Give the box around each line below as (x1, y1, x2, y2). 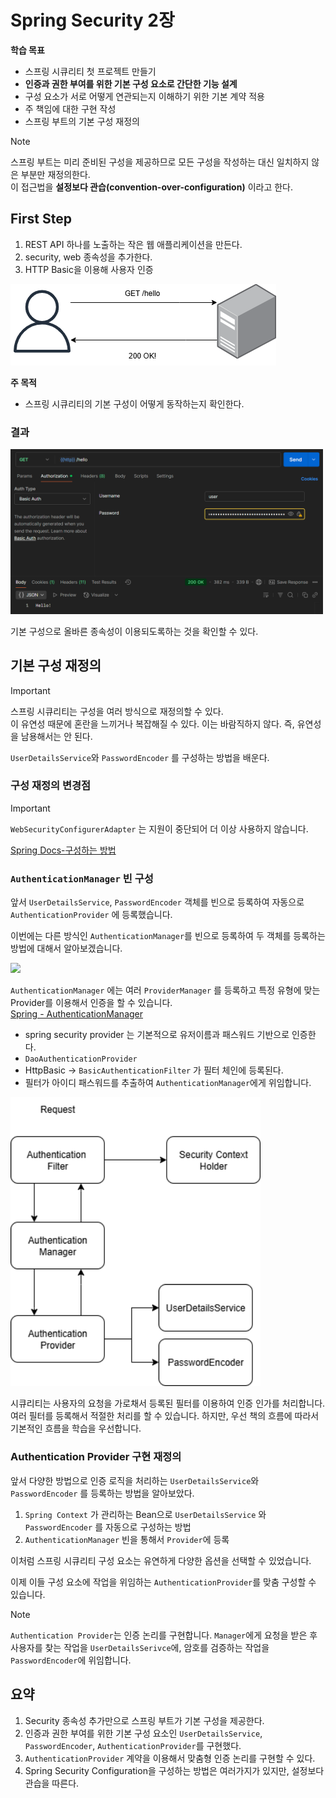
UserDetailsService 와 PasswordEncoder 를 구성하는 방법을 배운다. (10, 751, 270, 763)
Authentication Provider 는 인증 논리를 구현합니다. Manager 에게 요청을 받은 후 (10, 1629, 318, 1641)
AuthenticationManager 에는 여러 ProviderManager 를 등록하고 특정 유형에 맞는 (10, 984, 321, 996)
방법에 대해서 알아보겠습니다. (10, 942, 123, 955)
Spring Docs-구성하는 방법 (10, 844, 117, 856)
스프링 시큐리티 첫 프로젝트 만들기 (24, 65, 157, 77)
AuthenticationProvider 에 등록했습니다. (10, 909, 173, 921)
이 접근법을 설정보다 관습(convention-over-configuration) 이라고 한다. (10, 181, 294, 193)
